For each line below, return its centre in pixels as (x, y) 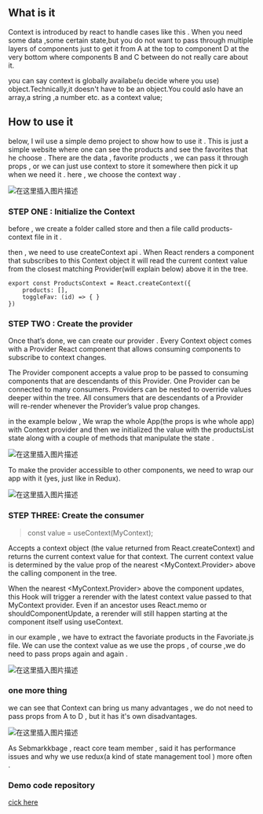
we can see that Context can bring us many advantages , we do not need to (131, 708)
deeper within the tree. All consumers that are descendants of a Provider (126, 398)
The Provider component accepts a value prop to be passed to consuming (128, 373)
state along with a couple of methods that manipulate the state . (111, 438)
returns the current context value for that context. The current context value (131, 556)
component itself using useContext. (66, 621)
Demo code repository (52, 785)
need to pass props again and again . (68, 654)
